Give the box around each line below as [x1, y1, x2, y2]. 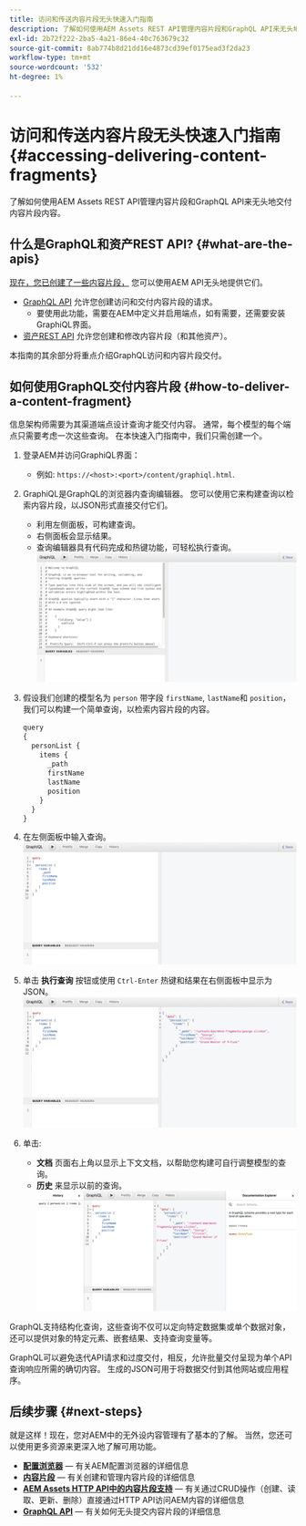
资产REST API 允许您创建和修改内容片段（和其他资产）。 [22, 330, 232, 341]
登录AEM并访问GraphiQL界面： [22, 449, 140, 460]
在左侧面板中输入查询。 [22, 830, 111, 842]
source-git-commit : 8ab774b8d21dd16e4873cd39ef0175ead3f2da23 [9, 44, 250, 53]
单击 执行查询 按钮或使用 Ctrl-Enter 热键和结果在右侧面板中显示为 [22, 975, 273, 986]
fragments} [9, 164, 98, 185]
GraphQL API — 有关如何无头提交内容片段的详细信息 [22, 1506, 221, 1517]
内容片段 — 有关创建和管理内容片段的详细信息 [22, 1472, 196, 1483]
